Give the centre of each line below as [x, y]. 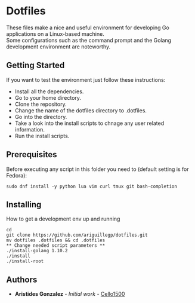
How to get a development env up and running [63, 219]
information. [30, 129]
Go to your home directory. [48, 97]
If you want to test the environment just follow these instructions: [86, 79]
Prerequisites [32, 154]
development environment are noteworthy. [58, 47]
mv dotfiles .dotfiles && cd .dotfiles [56, 240]
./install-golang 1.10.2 [37, 251]
